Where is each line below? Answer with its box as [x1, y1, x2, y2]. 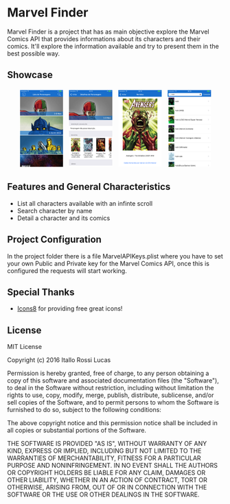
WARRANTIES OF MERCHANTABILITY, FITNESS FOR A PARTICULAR [7, 454, 201, 462]
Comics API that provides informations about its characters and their [7, 34, 201, 43]
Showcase [7, 69, 54, 81]
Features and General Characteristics [7, 181, 171, 193]
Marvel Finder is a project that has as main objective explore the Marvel [7, 27, 209, 36]
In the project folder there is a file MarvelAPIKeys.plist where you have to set [7, 252, 223, 260]
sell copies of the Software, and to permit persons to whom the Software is [7, 398, 220, 407]
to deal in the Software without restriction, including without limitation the [7, 384, 214, 392]
